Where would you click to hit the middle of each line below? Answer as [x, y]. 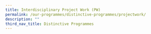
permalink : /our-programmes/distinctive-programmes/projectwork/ [75, 14]
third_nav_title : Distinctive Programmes [50, 24]
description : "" [22, 19]
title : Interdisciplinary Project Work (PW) [53, 10]
